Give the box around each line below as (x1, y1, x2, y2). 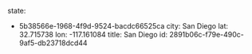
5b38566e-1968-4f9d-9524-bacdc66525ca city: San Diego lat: (18, 21, 229, 30)
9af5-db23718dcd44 (18, 38, 89, 48)
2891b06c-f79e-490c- (169, 30, 245, 39)
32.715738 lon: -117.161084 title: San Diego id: (18, 30, 168, 39)
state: (7, 6, 26, 15)
